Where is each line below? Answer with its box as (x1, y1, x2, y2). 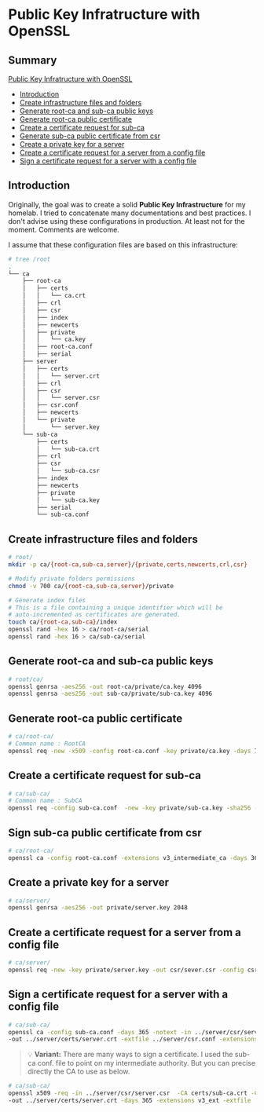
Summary (8, 53, 57, 67)
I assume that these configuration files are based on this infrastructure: (8, 240, 238, 249)
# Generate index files (8, 596, 86, 604)
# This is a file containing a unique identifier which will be (8, 603, 223, 612)
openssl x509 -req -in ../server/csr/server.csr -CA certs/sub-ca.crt (8, 1089, 247, 1097)
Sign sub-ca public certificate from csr (8, 826, 202, 839)
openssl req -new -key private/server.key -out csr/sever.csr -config (8, 966, 244, 974)
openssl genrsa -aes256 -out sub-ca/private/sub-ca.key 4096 (8, 690, 213, 698)
